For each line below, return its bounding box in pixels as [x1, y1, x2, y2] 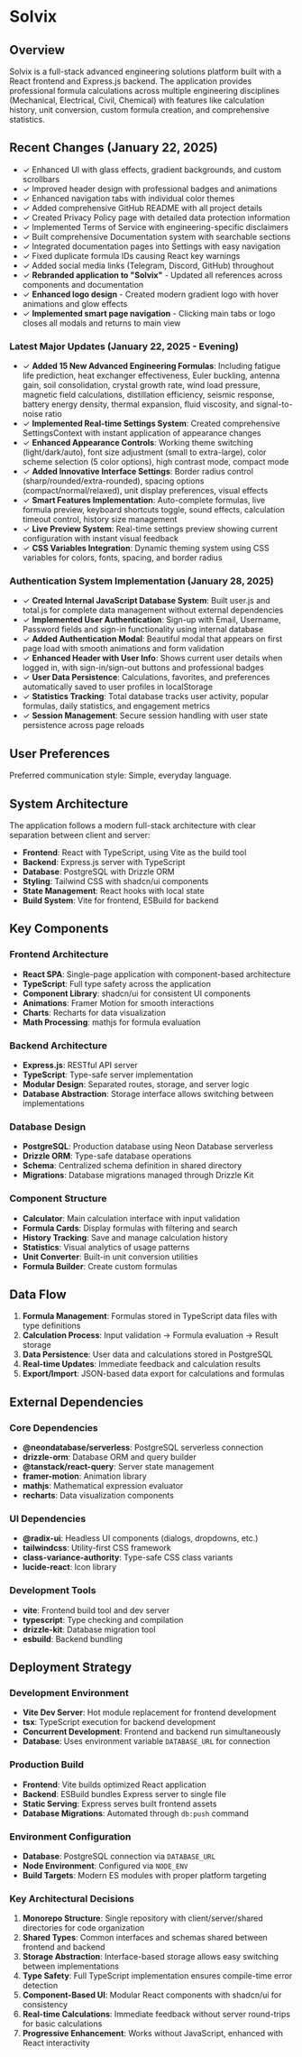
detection [22, 1980, 59, 1991]
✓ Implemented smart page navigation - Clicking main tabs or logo [22, 308, 276, 318]
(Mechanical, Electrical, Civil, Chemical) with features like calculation [9, 95, 265, 106]
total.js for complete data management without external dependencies [22, 604, 284, 615]
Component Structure [9, 1193, 107, 1205]
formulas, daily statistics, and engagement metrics [22, 701, 210, 712]
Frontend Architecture [9, 948, 109, 961]
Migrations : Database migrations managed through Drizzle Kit [22, 1170, 254, 1181]
